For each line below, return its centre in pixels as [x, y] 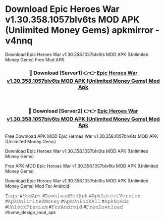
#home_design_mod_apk [30, 212]
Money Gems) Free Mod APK [35, 59]
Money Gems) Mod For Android [37, 186]
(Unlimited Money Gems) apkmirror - [82, 30]
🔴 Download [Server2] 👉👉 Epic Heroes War [83, 111]
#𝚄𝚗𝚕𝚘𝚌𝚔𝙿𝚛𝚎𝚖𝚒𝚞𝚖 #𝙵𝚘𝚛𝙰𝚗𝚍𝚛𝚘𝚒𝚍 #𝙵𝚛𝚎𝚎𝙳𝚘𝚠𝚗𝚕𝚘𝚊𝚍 [64, 207]
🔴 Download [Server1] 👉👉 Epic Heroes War [83, 73]
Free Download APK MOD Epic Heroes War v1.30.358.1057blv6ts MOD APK [82, 136]
